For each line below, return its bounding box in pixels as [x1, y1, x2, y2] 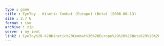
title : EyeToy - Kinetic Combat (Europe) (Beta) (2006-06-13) [5, 11, 137, 16]
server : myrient [5, 29, 41, 34]
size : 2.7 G [5, 16, 32, 21]
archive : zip [5, 25, 34, 30]
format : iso [5, 20, 32, 25]
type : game [5, 7, 29, 12]
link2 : [5, 34, 21, 39]
